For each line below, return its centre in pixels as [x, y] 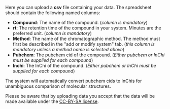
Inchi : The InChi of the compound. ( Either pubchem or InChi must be [84, 66]
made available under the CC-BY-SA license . [52, 101]
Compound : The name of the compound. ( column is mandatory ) [80, 23]
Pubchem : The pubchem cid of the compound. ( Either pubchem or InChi [89, 55]
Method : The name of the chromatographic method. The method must [86, 39]
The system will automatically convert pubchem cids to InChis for [74, 81]
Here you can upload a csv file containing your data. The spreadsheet [78, 7]
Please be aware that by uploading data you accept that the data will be [80, 96]
